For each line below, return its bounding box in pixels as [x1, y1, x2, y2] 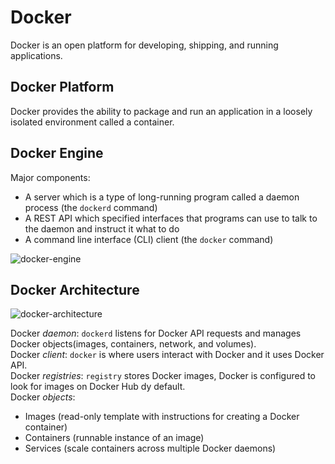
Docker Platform [10, 79, 115, 96]
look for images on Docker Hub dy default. [10, 381, 186, 393]
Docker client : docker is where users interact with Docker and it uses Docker [10, 349, 325, 361]
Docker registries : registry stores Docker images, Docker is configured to [10, 370, 316, 382]
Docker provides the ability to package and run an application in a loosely [10, 105, 313, 117]
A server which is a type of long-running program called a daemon [24, 191, 300, 203]
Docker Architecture [10, 281, 140, 298]
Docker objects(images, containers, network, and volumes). [10, 338, 257, 350]
